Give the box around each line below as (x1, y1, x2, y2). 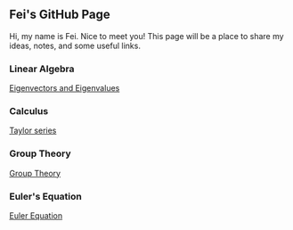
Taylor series (9, 125, 57, 136)
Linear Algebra (9, 62, 75, 75)
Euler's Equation (9, 190, 82, 202)
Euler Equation (9, 210, 63, 221)
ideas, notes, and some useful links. (9, 40, 141, 51)
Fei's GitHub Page (9, 7, 111, 22)
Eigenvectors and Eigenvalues (9, 83, 120, 94)
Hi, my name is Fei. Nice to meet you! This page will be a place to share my (9, 30, 284, 41)
